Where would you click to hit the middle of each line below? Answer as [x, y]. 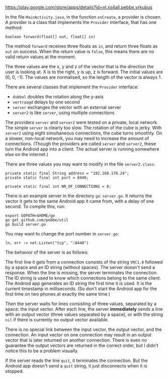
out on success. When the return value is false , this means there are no [80, 51]
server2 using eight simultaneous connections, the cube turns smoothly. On [84, 133]
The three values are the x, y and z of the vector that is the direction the [80, 67]
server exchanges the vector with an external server [67, 107]
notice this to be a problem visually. [42, 351]
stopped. [15, 371]
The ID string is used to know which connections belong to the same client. [83, 278]
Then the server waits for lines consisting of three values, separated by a [81, 304]
